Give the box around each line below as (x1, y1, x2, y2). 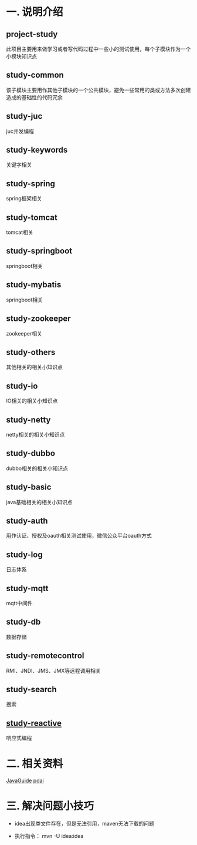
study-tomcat (6, 212, 57, 222)
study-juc (6, 111, 43, 121)
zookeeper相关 (6, 330, 43, 337)
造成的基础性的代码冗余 (6, 93, 63, 100)
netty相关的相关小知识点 (6, 431, 65, 438)
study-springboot (6, 246, 72, 256)
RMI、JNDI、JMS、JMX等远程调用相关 (6, 667, 101, 674)
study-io (6, 381, 38, 391)
